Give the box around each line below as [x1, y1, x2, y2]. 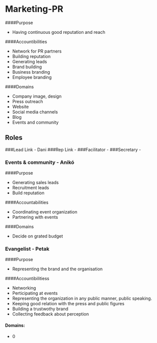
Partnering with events [12, 214, 58, 220]
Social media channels [12, 109, 58, 115]
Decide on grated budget [12, 233, 63, 239]
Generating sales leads [12, 180, 59, 185]
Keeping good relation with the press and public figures [12, 301, 125, 307]
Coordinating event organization [12, 209, 78, 215]
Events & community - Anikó [5, 158, 75, 165]
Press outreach [12, 98, 43, 104]
